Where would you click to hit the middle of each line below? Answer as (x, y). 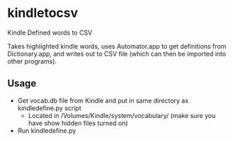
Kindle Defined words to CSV (50, 32)
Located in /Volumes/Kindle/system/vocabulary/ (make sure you (122, 115)
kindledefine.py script (49, 108)
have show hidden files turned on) (78, 123)
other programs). (32, 61)
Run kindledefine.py (47, 130)
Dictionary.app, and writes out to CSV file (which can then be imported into (117, 54)
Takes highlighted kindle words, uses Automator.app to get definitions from (117, 46)
